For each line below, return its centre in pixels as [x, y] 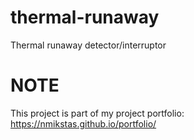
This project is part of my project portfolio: [97, 113]
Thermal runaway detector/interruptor [88, 45]
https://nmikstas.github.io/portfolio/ [83, 123]
